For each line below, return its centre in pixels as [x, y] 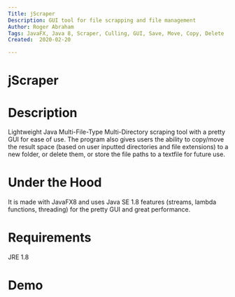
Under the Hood [55, 182]
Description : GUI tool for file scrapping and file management [102, 20]
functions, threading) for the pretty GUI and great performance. [99, 209]
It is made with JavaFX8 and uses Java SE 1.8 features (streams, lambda [112, 202]
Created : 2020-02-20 [40, 40]
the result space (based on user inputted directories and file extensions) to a [118, 147]
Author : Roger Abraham [41, 27]
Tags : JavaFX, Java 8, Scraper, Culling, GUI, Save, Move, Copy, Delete [116, 33]
